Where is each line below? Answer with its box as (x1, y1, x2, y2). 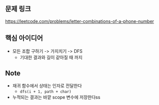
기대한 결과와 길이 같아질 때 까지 (19, 54, 83, 60)
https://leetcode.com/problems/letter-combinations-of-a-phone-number (5, 18, 155, 24)
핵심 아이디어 (5, 34, 43, 42)
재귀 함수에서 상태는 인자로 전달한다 (12, 83, 82, 89)
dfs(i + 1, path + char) (19, 89, 72, 95)
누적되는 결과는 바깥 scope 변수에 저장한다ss (12, 94, 101, 101)
